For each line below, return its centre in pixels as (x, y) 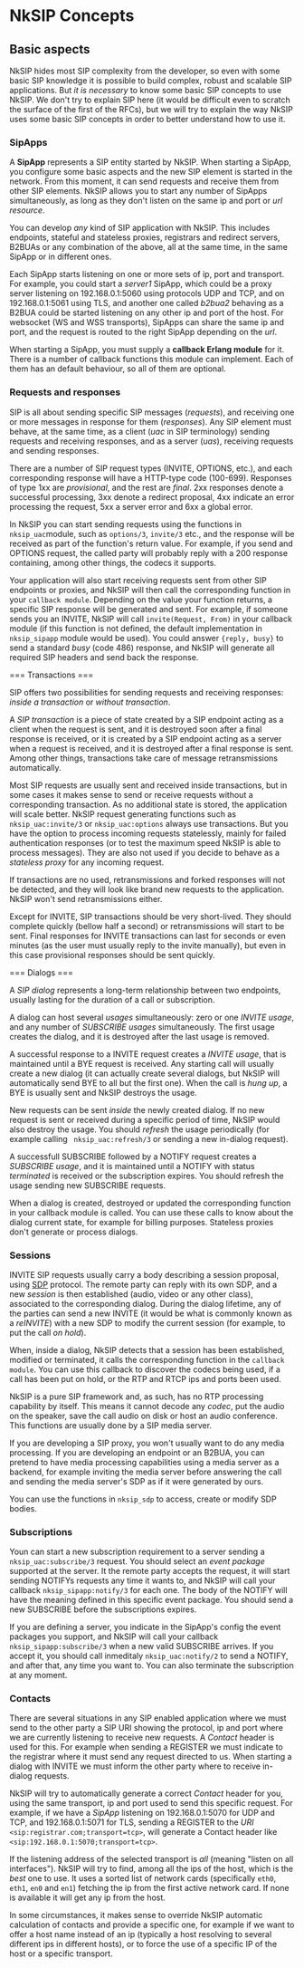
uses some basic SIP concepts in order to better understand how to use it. (147, 119)
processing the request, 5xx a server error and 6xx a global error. (131, 506)
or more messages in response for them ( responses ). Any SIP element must (151, 421)
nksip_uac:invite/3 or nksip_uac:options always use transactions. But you (149, 823)
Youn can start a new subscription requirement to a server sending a (137, 1552)
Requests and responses (65, 392)
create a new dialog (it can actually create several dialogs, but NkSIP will (145, 1073)
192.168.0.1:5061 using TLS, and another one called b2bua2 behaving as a (147, 303)
